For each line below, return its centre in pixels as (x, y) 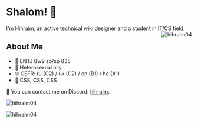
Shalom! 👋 (32, 12)
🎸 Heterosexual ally (38, 67)
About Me (24, 47)
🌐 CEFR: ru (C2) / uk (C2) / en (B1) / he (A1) (67, 74)
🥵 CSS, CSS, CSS (36, 80)
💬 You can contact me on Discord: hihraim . (58, 91)
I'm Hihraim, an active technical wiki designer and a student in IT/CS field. (95, 28)
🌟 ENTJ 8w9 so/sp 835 (42, 61)
